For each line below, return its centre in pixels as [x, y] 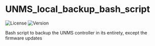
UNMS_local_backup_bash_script [78, 9]
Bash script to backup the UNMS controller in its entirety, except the [76, 32]
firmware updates [24, 38]
